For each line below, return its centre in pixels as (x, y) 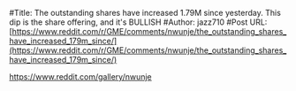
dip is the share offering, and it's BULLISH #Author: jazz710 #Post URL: (138, 22)
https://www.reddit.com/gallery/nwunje (80, 77)
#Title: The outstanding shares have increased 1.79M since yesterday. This (145, 13)
